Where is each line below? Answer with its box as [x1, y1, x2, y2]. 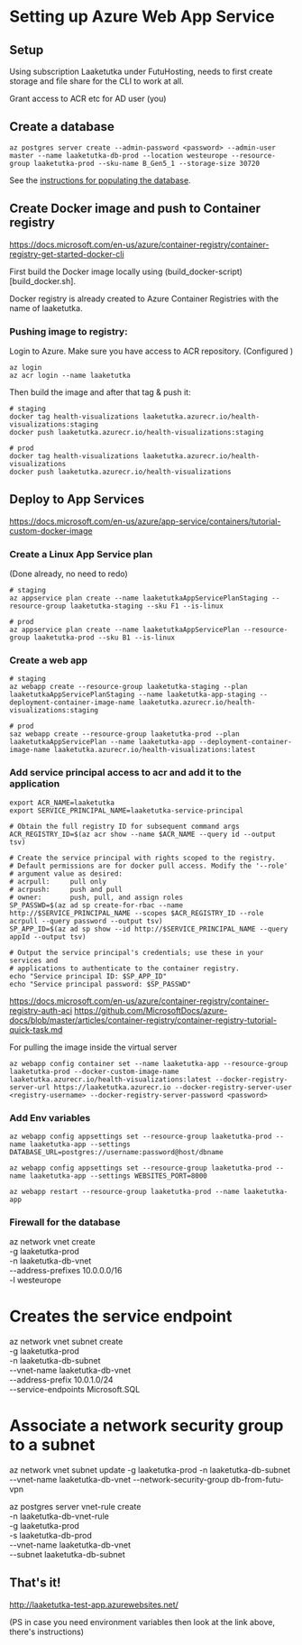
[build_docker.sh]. [9, 275, 77, 286]
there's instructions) [9, 1626, 84, 1637]
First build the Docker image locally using [9, 266, 163, 277]
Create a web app [9, 654, 88, 666]
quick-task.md [9, 1024, 63, 1034]
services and [9, 956, 59, 965]
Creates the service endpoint [9, 1306, 233, 1327]
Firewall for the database [9, 1216, 121, 1228]
